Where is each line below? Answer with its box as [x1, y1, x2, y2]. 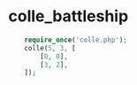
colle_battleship [8, 6, 129, 27]
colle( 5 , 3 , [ [24, 43, 76, 52]
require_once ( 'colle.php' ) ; [24, 35, 127, 44]
